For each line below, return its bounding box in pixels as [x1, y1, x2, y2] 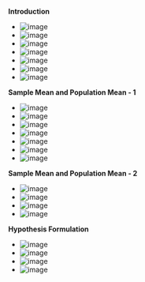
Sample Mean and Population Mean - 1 [8, 88, 136, 97]
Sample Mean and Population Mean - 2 [8, 169, 138, 178]
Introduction [8, 7, 50, 16]
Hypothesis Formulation [8, 224, 89, 234]
